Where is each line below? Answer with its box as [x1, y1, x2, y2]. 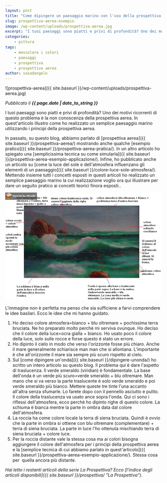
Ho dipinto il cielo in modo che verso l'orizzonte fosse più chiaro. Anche [12, 341, 160, 347]
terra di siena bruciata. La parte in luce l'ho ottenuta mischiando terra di [12, 425, 160, 432]
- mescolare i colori [14, 50, 59, 55]
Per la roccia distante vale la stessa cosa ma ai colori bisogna [12, 436, 138, 442]
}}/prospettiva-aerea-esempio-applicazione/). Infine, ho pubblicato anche [5, 157, 157, 162]
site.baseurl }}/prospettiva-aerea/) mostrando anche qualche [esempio [5, 141, 151, 147]
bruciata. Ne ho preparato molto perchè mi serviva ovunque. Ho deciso [12, 325, 158, 331]
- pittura [14, 40, 35, 45]
